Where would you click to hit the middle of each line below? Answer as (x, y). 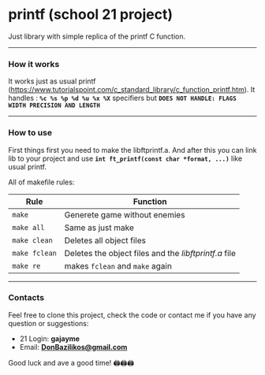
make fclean (35, 253)
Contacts (26, 298)
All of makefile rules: (41, 182)
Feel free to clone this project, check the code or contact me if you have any (132, 315)
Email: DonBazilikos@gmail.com (73, 347)
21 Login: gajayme (50, 338)
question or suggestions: (49, 323)
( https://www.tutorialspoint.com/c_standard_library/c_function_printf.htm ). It (132, 90)
